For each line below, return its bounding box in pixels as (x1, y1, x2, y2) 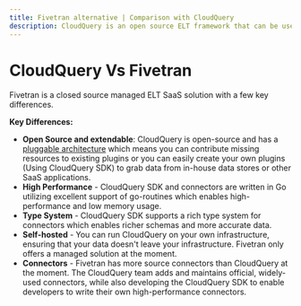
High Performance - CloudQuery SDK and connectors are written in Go (21, 181, 287, 193)
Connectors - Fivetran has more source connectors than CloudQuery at (21, 258, 288, 269)
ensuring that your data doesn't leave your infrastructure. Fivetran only (21, 239, 284, 249)
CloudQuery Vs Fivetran (9, 60, 193, 81)
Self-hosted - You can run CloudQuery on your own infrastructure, (21, 230, 271, 240)
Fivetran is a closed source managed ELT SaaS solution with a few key (9, 90, 269, 101)
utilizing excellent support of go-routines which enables (21, 191, 228, 202)
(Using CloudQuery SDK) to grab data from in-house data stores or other (21, 162, 291, 173)
